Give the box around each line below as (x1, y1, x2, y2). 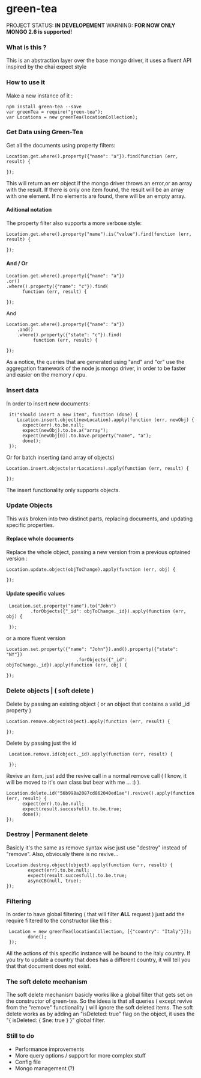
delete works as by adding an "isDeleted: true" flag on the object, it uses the (6, 1010, 195, 1018)
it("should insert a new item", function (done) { (8, 411, 138, 417)
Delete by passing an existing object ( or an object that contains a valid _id (6, 700, 190, 707)
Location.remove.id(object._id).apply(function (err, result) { (8, 751, 173, 757)
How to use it (6, 78, 45, 87)
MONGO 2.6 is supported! (6, 28, 73, 35)
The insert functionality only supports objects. (6, 486, 121, 493)
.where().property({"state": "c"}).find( (17, 332, 122, 338)
